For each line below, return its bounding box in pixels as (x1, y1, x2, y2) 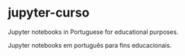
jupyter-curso (8, 5, 89, 21)
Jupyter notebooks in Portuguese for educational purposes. (8, 28, 179, 36)
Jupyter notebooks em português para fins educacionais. (8, 41, 172, 49)
